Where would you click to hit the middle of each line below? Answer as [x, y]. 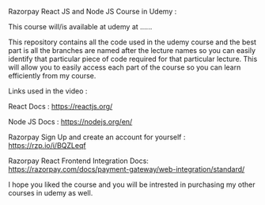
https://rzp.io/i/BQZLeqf [47, 145]
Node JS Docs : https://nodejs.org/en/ [70, 121]
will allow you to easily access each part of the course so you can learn [125, 67]
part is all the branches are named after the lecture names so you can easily [132, 50]
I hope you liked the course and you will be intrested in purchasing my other [132, 184]
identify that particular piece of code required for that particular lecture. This [133, 59]
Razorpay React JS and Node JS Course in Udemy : [93, 11]
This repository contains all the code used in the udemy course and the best [132, 42]
